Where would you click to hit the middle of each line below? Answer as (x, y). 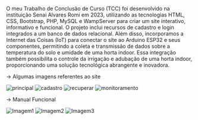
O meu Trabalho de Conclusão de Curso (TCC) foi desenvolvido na (88, 9)
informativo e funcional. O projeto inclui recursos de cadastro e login (90, 27)
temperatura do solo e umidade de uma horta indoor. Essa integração (91, 52)
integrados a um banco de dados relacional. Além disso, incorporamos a (95, 34)
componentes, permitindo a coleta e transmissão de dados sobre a (88, 46)
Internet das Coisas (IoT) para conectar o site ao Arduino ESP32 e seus (93, 40)
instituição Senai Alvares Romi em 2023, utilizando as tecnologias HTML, (96, 15)
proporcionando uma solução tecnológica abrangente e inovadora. (88, 65)
